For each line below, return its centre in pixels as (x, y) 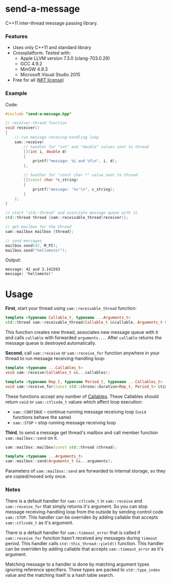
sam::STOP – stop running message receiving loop (64, 422)
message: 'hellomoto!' (29, 274)
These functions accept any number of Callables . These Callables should (82, 396)
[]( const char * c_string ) (51, 180)
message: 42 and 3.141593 (33, 270)
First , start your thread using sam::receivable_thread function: (71, 308)
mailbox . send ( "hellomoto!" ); (36, 250)
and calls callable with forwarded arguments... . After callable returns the (83, 338)
